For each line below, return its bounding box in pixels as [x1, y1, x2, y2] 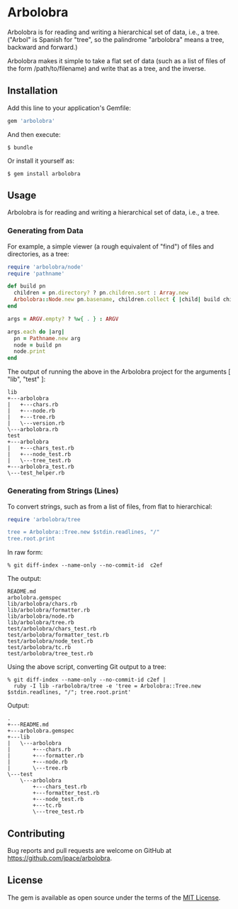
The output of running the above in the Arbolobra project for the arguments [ [7, 367, 231, 376]
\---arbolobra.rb [7, 426, 59, 433]
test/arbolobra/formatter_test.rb [7, 631, 110, 639]
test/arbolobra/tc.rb [7, 644, 72, 651]
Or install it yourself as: [7, 156, 74, 165]
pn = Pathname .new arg [13, 334, 81, 342]
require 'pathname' [7, 270, 65, 277]
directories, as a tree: [7, 249, 69, 258]
